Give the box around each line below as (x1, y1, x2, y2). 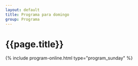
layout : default (5, 7, 40, 13)
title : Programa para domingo (5, 12, 70, 17)
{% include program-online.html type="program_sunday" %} (5, 55, 133, 61)
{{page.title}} (5, 38, 64, 50)
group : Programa (5, 17, 40, 22)
